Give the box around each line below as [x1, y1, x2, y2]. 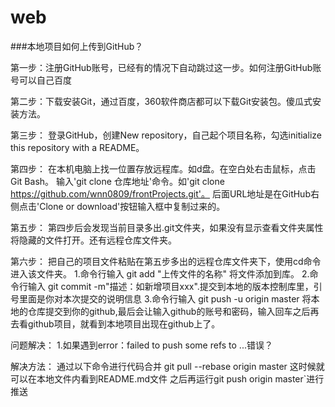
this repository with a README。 [10, 141, 145, 153]
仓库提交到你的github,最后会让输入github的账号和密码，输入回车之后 [27, 305, 311, 317]
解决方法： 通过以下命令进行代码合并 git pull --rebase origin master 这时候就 [10, 360, 325, 372]
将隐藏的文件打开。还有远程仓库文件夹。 [10, 234, 177, 246]
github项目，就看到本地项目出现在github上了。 [27, 317, 221, 330]
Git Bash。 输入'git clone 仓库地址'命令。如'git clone [10, 175, 225, 187]
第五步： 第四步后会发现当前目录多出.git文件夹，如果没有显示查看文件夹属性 [10, 221, 324, 233]
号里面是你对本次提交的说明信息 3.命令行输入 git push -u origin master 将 [10, 292, 312, 305]
